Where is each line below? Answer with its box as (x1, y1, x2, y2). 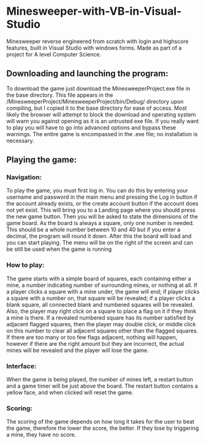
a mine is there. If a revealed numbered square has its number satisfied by (6, 314, 194, 321)
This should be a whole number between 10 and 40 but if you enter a (6, 226, 181, 234)
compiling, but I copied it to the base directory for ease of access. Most (6, 104, 187, 112)
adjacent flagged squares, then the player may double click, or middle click (6, 320, 196, 327)
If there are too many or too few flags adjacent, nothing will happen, (6, 333, 178, 341)
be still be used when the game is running (6, 245, 112, 253)
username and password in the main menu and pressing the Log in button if (6, 193, 197, 201)
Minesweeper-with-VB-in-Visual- (6, 4, 182, 18)
